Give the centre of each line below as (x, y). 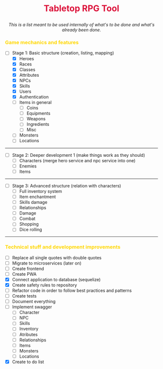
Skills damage (33, 202)
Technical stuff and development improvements (63, 247)
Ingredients (38, 124)
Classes (27, 69)
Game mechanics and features (42, 43)
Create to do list (28, 362)
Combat (27, 218)
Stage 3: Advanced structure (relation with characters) (66, 185)
